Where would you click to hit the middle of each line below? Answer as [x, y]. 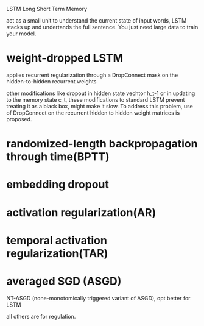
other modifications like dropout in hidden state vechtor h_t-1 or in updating [101, 93]
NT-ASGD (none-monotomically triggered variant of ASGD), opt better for [98, 298]
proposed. [19, 119]
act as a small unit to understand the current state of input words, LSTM [97, 20]
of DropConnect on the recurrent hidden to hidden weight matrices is [93, 113]
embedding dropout [58, 185]
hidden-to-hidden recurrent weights [51, 81]
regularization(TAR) [57, 253]
